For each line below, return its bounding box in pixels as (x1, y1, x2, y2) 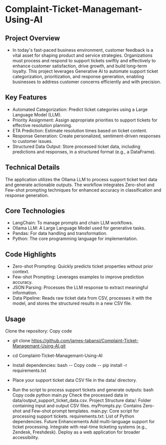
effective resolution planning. (12, 122, 73, 128)
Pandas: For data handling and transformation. (12, 230, 108, 236)
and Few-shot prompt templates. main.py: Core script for (22, 408, 139, 414)
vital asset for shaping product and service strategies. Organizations (12, 52, 153, 58)
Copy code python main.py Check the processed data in (12, 392, 128, 398)
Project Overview (5, 34, 60, 42)
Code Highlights (5, 250, 56, 258)
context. (12, 269, 30, 275)
